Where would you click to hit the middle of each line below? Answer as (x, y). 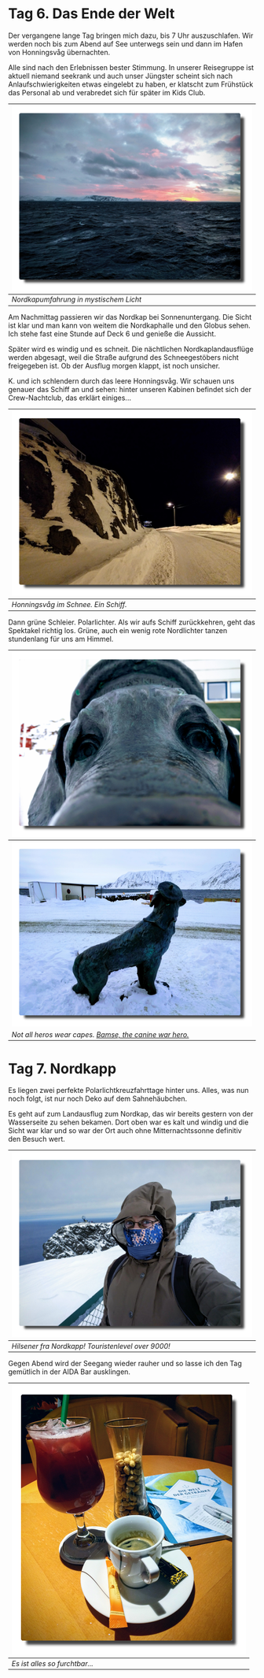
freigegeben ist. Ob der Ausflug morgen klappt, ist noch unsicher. (114, 365)
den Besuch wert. (37, 1139)
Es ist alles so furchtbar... (52, 1663)
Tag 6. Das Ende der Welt (92, 14)
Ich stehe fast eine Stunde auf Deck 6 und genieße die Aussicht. (112, 333)
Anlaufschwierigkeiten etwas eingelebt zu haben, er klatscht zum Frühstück (131, 84)
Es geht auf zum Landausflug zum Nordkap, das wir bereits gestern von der (131, 1114)
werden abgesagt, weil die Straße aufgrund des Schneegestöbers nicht (124, 357)
